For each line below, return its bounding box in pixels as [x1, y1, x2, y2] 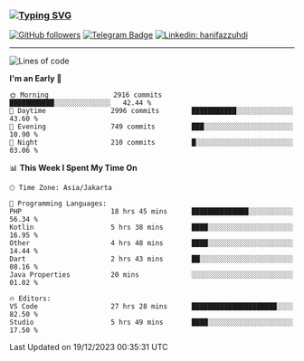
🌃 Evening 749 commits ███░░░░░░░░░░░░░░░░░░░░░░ [9, 122, 294, 131]
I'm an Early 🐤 [9, 73, 62, 84]
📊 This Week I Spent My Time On [9, 163, 138, 174]
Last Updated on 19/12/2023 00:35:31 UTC [9, 342, 169, 353]
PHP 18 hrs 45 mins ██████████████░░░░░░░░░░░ [9, 207, 294, 216]
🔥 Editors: [9, 294, 52, 303]
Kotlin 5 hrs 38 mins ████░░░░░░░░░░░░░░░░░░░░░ [9, 223, 294, 233]
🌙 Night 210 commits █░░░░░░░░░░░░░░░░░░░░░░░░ [9, 138, 294, 147]
